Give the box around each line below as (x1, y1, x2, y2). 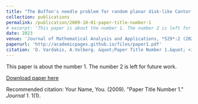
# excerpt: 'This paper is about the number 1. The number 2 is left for (6, 25, 192, 31)
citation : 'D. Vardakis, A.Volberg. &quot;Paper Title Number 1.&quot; (6, 47, 186, 53)
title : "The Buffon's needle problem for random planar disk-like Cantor (6, 8, 192, 15)
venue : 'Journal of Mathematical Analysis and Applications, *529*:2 (6, 36, 181, 42)
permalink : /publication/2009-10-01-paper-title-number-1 (6, 19, 151, 25)
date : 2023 (6, 31, 33, 36)
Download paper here (6, 74, 59, 81)
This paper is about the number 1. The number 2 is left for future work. (6, 63, 177, 70)
